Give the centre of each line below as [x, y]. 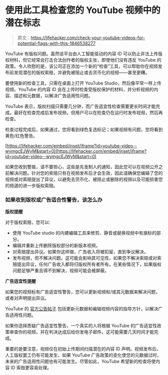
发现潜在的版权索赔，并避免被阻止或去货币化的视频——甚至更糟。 [82, 72]
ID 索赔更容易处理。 [31, 368]
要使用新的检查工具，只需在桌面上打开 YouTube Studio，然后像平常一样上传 [83, 83]
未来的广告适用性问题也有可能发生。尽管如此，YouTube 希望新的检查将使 [80, 361]
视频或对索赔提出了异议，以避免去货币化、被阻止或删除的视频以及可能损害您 [84, 179]
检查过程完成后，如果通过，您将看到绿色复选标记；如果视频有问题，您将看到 [84, 129]
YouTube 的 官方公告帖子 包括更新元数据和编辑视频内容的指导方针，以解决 [82, 309]
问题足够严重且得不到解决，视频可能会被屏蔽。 [60, 271]
